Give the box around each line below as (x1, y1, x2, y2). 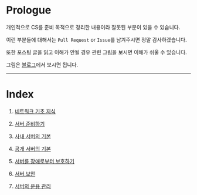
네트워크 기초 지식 (14, 107, 56, 115)
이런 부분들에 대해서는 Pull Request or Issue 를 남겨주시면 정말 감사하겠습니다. (6, 36, 187, 43)
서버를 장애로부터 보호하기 (14, 157, 75, 164)
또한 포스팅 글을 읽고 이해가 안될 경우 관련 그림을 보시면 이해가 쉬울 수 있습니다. (6, 48, 188, 56)
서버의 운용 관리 (14, 183, 51, 190)
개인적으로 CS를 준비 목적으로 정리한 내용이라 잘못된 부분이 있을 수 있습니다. (6, 23, 181, 31)
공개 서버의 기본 (14, 145, 51, 152)
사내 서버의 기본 (14, 133, 51, 140)
